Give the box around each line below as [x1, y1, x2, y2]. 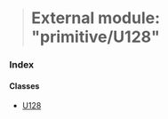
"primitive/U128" [30, 27, 160, 47]
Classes [9, 80, 40, 91]
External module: [30, 8, 161, 28]
